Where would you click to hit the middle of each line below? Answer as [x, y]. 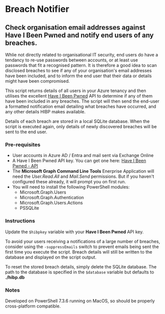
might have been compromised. [38, 81]
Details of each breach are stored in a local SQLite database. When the [78, 121]
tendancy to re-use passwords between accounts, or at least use [72, 60]
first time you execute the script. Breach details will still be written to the [79, 252]
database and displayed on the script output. [51, 257]
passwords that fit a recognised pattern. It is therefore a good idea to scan [81, 65]
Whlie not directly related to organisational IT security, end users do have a [82, 55]
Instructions [20, 221]
